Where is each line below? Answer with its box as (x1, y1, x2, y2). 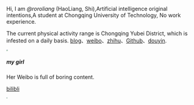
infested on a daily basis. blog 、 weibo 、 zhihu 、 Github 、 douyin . (6, 37, 167, 44)
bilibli (6, 85, 20, 92)
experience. (6, 18, 37, 25)
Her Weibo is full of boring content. (6, 73, 95, 81)
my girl (6, 58, 24, 66)
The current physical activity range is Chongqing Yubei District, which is (6, 30, 188, 37)
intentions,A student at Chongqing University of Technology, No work (6, 12, 181, 19)
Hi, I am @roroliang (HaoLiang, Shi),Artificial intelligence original (6, 5, 168, 12)
